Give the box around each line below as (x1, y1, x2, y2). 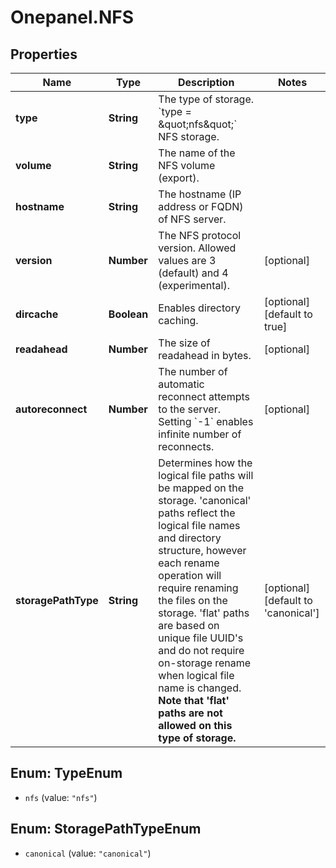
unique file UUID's (158, 631, 244, 645)
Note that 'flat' (158, 694, 230, 707)
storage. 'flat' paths (158, 606, 250, 620)
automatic (158, 377, 205, 391)
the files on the (158, 594, 228, 607)
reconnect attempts (158, 390, 250, 403)
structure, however (158, 544, 247, 557)
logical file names (158, 519, 241, 532)
